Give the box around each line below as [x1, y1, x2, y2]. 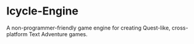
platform [6, 30, 28, 37]
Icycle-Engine [6, 4, 78, 18]
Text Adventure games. [28, 30, 88, 37]
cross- [171, 24, 188, 31]
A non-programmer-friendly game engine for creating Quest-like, [6, 24, 171, 31]
